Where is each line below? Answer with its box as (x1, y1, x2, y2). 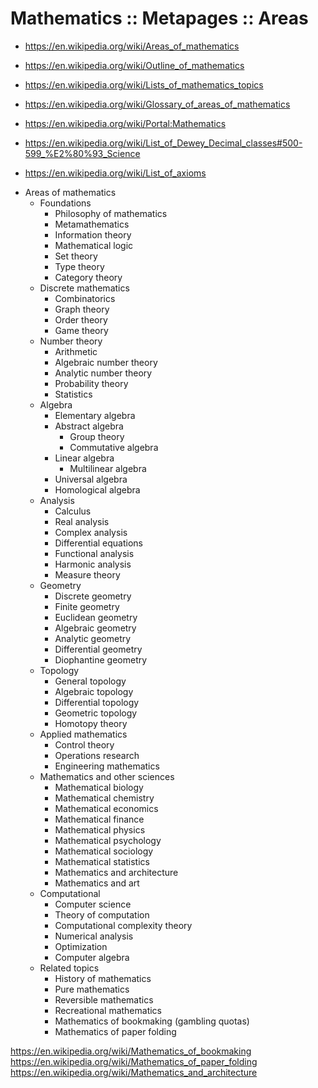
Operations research (54, 749, 140, 761)
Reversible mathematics (54, 993, 154, 1006)
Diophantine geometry (54, 653, 148, 666)
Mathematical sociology (54, 845, 154, 857)
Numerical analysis (54, 930, 134, 942)
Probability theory (54, 377, 129, 389)
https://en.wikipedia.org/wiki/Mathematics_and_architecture (10, 1066, 258, 1078)
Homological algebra (54, 483, 141, 496)
